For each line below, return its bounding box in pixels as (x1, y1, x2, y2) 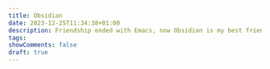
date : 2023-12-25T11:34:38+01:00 (8, 19, 121, 27)
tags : (8, 33, 27, 42)
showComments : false (8, 41, 78, 49)
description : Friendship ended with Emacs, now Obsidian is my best (8, 26, 243, 34)
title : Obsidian (8, 11, 63, 20)
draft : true (8, 48, 48, 56)
